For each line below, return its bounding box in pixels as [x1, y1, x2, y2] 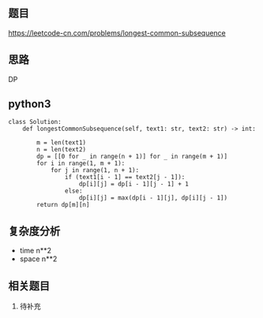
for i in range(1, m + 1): [36, 159, 126, 167]
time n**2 [19, 246, 51, 256]
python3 [8, 97, 51, 111]
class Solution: [8, 118, 62, 126]
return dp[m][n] [36, 201, 90, 209]
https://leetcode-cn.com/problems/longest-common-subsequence [8, 28, 227, 37]
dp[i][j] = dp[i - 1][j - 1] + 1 [78, 180, 190, 189]
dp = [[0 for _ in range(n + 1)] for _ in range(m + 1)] [36, 152, 227, 161]
